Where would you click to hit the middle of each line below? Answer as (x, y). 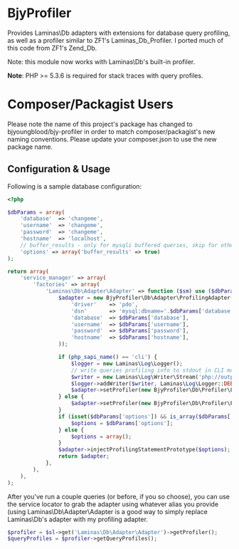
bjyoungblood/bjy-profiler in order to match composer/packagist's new (111, 131)
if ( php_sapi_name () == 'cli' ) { (108, 357)
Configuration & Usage (59, 169)
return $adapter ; (84, 456)
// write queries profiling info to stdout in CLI (147, 370)
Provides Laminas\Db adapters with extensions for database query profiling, (119, 33)
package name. (30, 147)
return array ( (28, 271)
